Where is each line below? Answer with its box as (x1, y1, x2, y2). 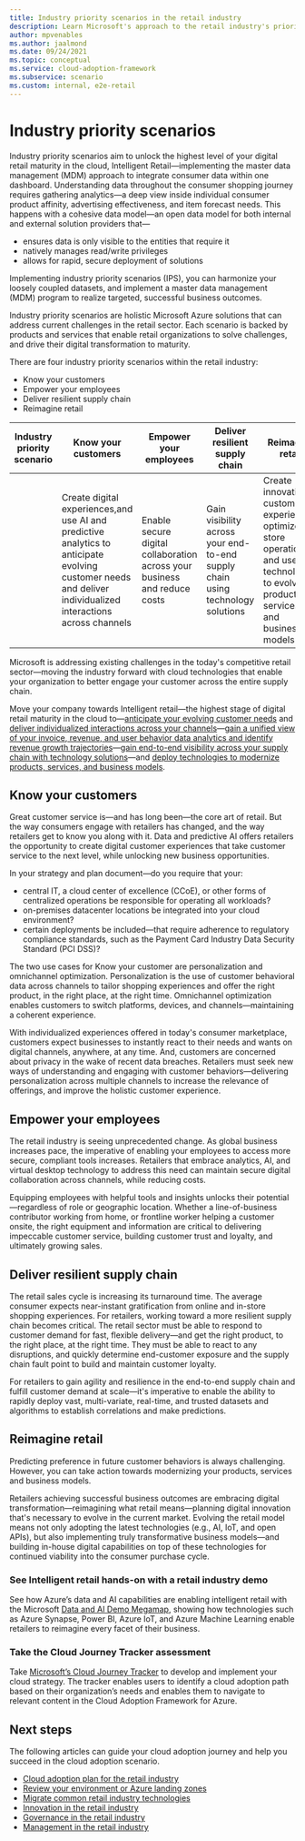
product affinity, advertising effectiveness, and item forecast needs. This (9, 198, 281, 209)
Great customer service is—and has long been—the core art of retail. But (9, 812, 282, 823)
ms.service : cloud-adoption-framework (9, 65, 156, 74)
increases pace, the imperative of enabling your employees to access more (9, 1146, 291, 1157)
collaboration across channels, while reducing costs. (9, 1175, 206, 1186)
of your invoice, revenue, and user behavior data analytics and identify (9, 732, 274, 743)
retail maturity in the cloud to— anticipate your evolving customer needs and (9, 713, 293, 723)
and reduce (142, 582, 191, 594)
